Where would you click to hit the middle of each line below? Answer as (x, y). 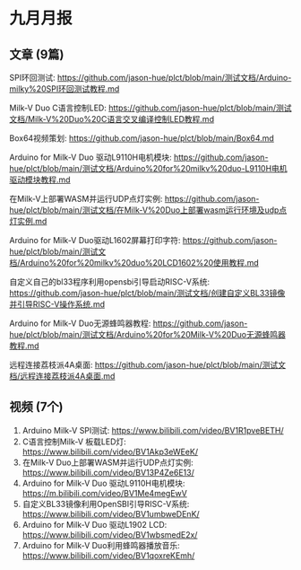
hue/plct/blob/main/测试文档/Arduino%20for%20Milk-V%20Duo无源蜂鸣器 (148, 334)
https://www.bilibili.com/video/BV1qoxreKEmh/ (108, 555)
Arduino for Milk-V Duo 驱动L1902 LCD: (95, 524)
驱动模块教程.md (40, 180)
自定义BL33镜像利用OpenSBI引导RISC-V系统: (106, 504)
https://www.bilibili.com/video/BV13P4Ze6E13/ (108, 472)
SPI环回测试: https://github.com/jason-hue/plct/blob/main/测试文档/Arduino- (150, 78)
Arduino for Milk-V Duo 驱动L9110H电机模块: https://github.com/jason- (139, 157)
